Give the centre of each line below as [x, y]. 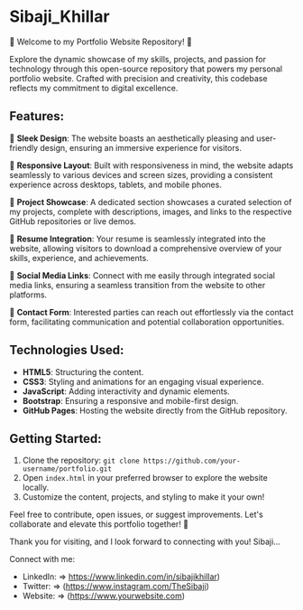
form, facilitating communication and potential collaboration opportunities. [147, 322]
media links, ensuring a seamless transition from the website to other [138, 285]
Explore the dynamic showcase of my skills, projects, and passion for [138, 59]
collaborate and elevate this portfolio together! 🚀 [99, 524]
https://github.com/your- [192, 461]
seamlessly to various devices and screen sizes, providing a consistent [141, 174]
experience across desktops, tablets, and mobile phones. [116, 184]
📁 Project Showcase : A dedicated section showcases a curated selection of [151, 202]
